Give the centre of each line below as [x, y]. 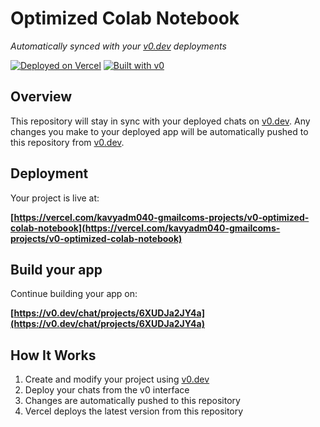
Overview [41, 97]
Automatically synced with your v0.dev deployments [118, 46]
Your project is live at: [55, 198]
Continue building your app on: [74, 294]
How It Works [53, 355]
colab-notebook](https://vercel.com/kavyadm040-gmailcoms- [145, 228]
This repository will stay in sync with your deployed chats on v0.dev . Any [160, 121]
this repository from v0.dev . [67, 142]
